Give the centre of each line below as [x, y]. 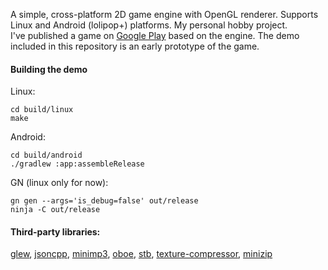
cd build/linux [42, 110]
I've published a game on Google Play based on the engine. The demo [155, 35]
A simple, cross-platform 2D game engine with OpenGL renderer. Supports [164, 14]
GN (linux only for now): [59, 183]
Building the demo [49, 69]
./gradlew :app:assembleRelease [77, 164]
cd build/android [46, 155]
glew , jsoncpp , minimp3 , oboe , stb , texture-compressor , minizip [141, 254]
